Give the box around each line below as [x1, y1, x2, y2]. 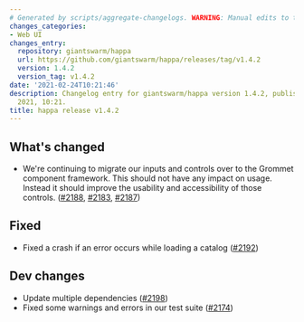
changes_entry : [9, 38, 67, 48]
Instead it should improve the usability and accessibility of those [22, 183, 262, 194]
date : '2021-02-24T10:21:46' [9, 80, 119, 90]
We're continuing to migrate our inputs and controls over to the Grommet [22, 164, 294, 175]
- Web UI [9, 30, 43, 39]
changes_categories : [9, 22, 88, 31]
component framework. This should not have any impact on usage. [22, 173, 273, 184]
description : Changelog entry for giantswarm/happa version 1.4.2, [9, 89, 270, 98]
